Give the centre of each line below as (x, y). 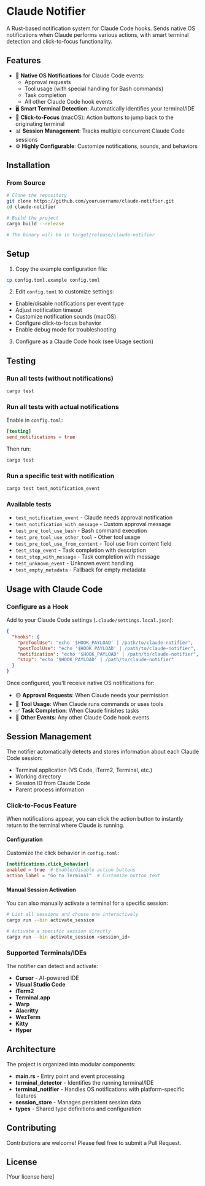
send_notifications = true (41, 437)
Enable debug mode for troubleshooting (66, 330)
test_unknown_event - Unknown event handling (74, 564)
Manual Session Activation (41, 889)
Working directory (38, 776)
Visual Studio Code (40, 984)
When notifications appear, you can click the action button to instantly (95, 819)
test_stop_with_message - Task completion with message (87, 557)
